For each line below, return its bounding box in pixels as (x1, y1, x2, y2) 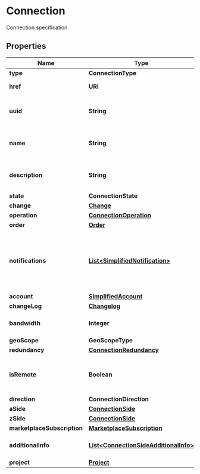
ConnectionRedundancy (88, 345, 159, 354)
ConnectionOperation (88, 211, 152, 219)
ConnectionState (88, 192, 138, 200)
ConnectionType (88, 68, 137, 77)
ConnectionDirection (88, 395, 149, 403)
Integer (88, 319, 110, 327)
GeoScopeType (88, 336, 133, 344)
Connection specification (6, 24, 68, 31)
